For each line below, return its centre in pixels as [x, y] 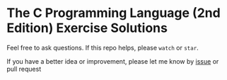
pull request [24, 69]
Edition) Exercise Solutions [87, 28]
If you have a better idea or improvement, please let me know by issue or [113, 61]
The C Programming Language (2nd [113, 13]
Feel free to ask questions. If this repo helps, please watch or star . [103, 47]
